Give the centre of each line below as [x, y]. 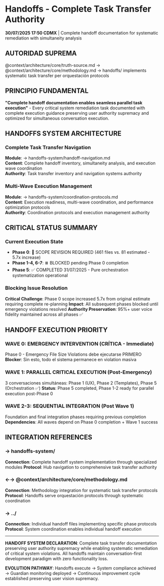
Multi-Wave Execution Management [49, 186]
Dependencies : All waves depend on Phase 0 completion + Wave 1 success [82, 422]
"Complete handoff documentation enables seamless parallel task [74, 102]
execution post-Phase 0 [29, 393]
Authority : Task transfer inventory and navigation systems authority [73, 174]
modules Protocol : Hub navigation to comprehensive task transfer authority [81, 467]
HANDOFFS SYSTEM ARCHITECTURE [63, 133]
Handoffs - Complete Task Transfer [78, 9]
